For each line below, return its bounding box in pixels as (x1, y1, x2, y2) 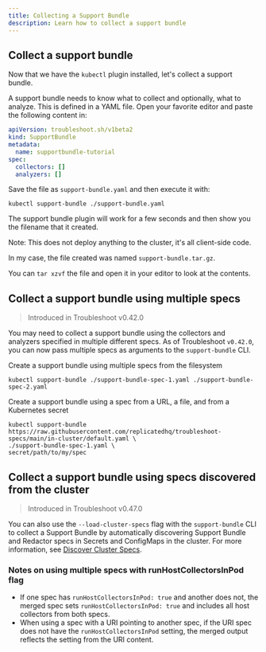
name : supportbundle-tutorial (15, 148, 115, 156)
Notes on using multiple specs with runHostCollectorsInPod (8, 564, 245, 576)
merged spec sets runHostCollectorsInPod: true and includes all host (19, 601, 250, 611)
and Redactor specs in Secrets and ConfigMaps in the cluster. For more (8, 537, 242, 546)
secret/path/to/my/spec (8, 449, 87, 457)
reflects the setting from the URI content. (19, 634, 154, 645)
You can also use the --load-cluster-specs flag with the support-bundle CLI (8, 519, 256, 529)
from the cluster (8, 482, 90, 496)
